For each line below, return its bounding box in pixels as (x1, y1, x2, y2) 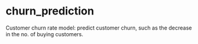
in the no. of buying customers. (5, 30, 84, 37)
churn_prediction (5, 4, 94, 18)
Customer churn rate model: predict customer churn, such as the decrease (5, 24, 193, 31)
